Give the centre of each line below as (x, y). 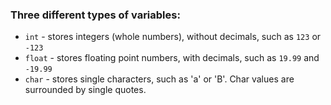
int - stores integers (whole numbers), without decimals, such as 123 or (173, 37)
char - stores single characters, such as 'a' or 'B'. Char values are (159, 79)
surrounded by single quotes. (85, 90)
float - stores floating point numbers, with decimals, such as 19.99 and (172, 58)
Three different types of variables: (95, 15)
